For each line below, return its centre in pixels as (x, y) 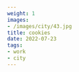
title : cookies (29, 33)
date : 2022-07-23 (32, 39)
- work (16, 52)
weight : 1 (21, 13)
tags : (15, 45)
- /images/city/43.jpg (39, 26)
